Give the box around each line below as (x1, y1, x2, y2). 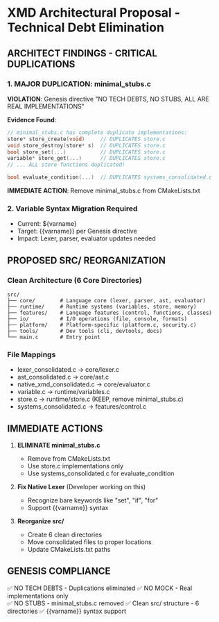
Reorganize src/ (17, 517, 64, 525)
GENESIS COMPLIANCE (7, 565, 111, 578)
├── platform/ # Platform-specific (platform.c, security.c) (7, 321, 197, 328)
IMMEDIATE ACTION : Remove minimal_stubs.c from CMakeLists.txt (7, 186, 201, 195)
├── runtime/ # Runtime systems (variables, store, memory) (7, 303, 197, 310)
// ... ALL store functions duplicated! (7, 161, 126, 168)
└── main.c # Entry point (7, 334, 100, 341)
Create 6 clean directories (27, 530, 103, 539)
